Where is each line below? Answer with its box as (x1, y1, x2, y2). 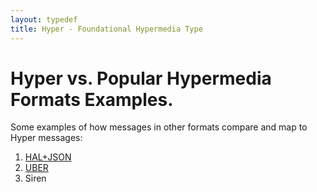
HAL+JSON (24, 151, 72, 163)
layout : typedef (10, 14, 78, 25)
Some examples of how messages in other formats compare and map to (10, 121, 308, 133)
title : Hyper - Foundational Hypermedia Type (10, 24, 203, 34)
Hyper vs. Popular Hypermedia (10, 67, 272, 90)
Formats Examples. (10, 88, 174, 111)
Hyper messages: (10, 132, 83, 144)
